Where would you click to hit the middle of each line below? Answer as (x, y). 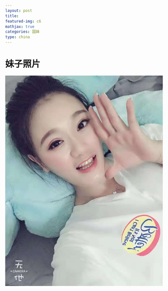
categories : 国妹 (22, 32)
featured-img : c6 (23, 21)
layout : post (19, 11)
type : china (17, 37)
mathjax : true (20, 27)
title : (12, 16)
